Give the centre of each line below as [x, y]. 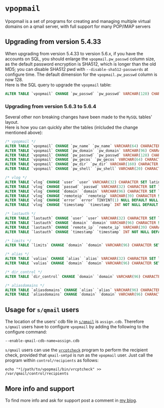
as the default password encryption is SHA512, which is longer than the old [81, 64]
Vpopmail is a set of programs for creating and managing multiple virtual [78, 21]
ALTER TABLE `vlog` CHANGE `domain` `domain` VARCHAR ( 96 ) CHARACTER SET [81, 191]
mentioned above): [24, 132]
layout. [12, 122]
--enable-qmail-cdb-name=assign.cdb [42, 341]
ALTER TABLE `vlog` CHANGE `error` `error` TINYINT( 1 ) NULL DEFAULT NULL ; [83, 200]
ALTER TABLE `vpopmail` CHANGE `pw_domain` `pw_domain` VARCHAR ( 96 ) [76, 151]
